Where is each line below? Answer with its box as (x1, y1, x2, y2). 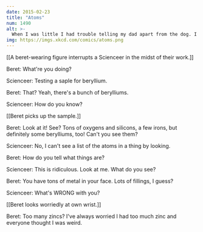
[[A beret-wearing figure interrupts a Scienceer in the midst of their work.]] (6, 54, 194, 61)
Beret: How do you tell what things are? (6, 154, 105, 161)
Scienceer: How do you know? (6, 101, 83, 108)
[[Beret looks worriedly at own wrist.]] (6, 201, 101, 208)
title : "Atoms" (6, 15, 45, 21)
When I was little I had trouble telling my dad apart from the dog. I (12, 31, 198, 38)
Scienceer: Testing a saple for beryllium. (6, 77, 108, 84)
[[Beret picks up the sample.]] (6, 113, 81, 119)
